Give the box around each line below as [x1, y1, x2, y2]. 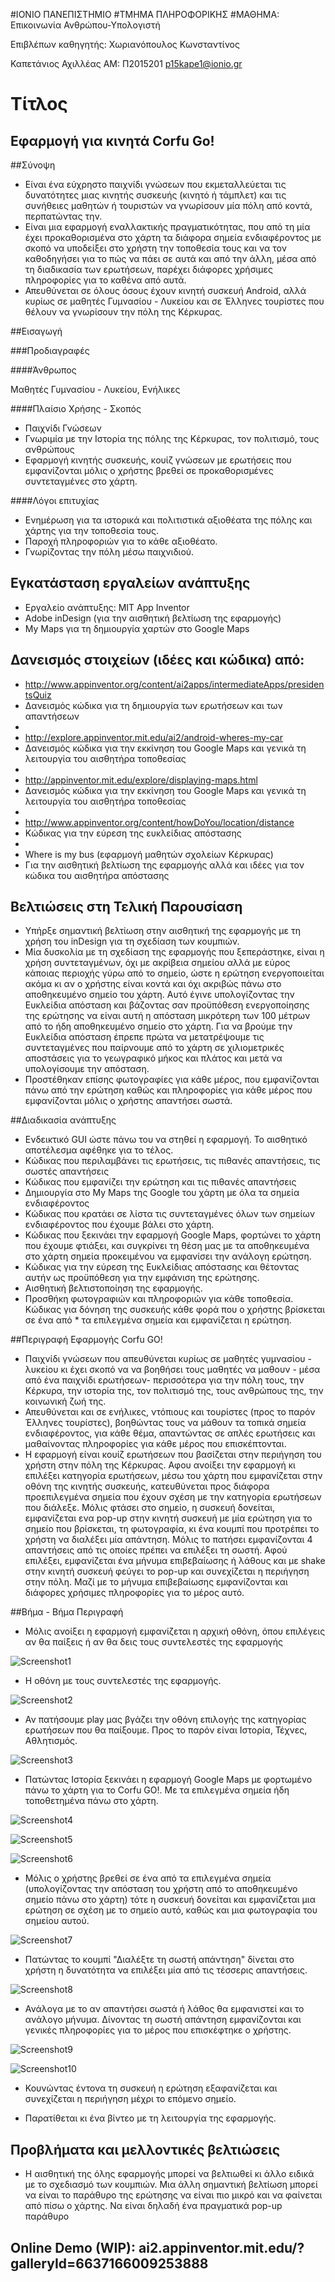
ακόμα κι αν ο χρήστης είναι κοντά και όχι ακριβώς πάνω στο [24, 978, 282, 990]
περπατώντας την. [24, 210, 103, 222]
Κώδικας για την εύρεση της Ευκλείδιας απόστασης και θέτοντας [24, 1261, 300, 1273]
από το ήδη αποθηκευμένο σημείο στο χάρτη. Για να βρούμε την [24, 1020, 293, 1033]
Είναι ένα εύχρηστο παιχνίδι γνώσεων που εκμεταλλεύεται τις [24, 179, 287, 190]
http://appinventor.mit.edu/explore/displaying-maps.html [24, 774, 258, 786]
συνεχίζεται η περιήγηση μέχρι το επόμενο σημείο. [24, 2093, 237, 2105]
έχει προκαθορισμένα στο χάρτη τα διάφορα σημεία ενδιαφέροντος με [24, 232, 322, 243]
